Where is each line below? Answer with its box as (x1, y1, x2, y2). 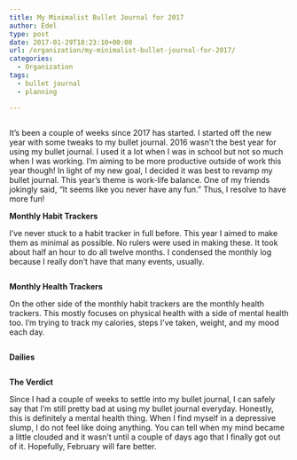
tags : (9, 71, 29, 80)
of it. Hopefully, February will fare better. (9, 440, 157, 451)
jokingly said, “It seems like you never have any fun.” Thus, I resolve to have (9, 184, 286, 194)
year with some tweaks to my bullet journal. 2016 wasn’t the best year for (9, 137, 277, 147)
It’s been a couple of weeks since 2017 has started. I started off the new (9, 127, 272, 138)
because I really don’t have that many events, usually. (9, 256, 205, 266)
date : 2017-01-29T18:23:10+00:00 (9, 37, 133, 47)
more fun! (9, 193, 45, 204)
